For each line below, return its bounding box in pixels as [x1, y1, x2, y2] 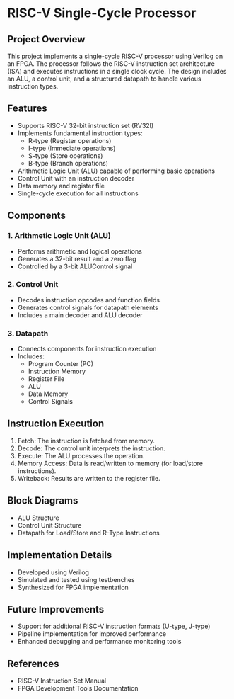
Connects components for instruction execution [17, 345, 157, 353]
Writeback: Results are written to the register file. [17, 474, 160, 482]
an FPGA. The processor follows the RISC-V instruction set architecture [7, 59, 216, 68]
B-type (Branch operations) [28, 159, 108, 167]
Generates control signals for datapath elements [17, 303, 159, 312]
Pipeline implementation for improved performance [17, 630, 167, 638]
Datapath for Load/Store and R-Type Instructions [17, 528, 160, 537]
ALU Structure [17, 513, 59, 522]
